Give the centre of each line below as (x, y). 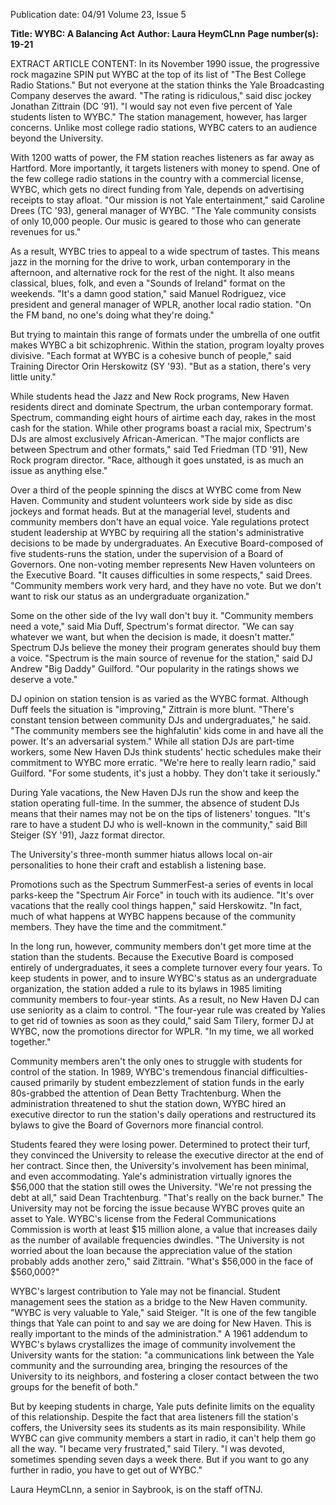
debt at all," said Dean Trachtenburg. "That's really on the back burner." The (167, 1197)
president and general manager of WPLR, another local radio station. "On (161, 304)
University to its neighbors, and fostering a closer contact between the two (164, 1376)
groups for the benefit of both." (74, 1387)
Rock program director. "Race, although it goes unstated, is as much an (157, 460)
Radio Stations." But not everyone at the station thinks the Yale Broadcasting (167, 85)
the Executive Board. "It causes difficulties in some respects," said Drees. (161, 575)
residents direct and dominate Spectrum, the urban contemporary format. (162, 407)
